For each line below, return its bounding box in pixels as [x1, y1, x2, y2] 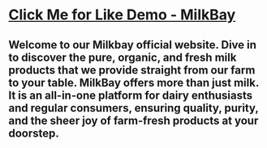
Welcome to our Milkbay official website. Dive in [8, 38, 257, 52]
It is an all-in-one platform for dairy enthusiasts [8, 88, 253, 102]
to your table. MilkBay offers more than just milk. [8, 75, 260, 90]
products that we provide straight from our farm [8, 63, 256, 77]
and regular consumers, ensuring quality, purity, [8, 101, 259, 115]
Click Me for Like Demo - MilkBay [8, 6, 236, 24]
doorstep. [8, 126, 59, 140]
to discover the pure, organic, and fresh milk [8, 50, 237, 64]
